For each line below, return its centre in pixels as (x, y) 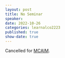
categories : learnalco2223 (33, 28)
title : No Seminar (24, 14)
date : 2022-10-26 (23, 23)
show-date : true (22, 37)
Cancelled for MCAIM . (28, 50)
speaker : (14, 19)
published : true (22, 32)
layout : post (18, 10)
